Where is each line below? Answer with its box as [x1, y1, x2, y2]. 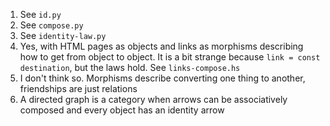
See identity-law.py [19, 30, 107, 41]
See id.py [19, 9, 62, 20]
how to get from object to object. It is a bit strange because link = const [19, 51, 321, 63]
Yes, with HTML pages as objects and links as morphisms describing [19, 40, 304, 52]
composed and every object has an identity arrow [19, 104, 225, 116]
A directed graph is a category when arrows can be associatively [19, 94, 288, 105]
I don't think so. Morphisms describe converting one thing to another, [19, 72, 306, 84]
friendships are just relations [19, 83, 138, 94]
